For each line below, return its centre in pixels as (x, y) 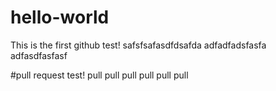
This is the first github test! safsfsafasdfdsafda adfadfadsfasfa (138, 45)
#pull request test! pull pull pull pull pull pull (99, 75)
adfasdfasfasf (39, 55)
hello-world (60, 17)
